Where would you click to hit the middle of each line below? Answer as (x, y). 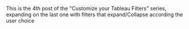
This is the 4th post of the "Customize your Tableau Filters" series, (86, 8)
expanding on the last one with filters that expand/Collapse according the (94, 14)
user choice (20, 21)
